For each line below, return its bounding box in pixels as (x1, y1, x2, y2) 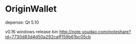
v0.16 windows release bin (5, 29, 58, 34)
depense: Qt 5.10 (5, 19, 39, 25)
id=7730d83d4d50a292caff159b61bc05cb (5, 34, 91, 40)
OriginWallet (5, 3, 57, 15)
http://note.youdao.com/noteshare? (59, 29, 131, 34)
